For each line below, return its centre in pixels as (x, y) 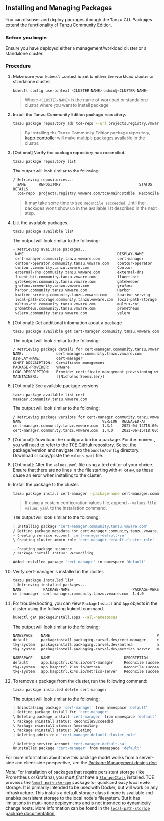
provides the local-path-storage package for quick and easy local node (78, 783)
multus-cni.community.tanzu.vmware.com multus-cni (77, 304)
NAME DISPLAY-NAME (79, 254)
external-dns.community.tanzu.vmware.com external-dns (79, 272)
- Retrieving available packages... (50, 250)
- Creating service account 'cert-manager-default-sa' (69, 535)
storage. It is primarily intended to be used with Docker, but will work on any (82, 788)
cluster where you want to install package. (67, 105)
